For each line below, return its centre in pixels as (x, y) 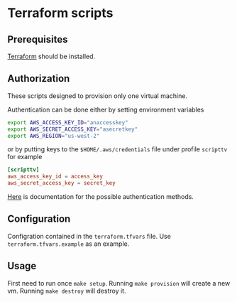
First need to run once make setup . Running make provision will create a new (119, 283)
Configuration (39, 219)
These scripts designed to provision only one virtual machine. (98, 96)
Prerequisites (38, 39)
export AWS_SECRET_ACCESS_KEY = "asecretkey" (73, 129)
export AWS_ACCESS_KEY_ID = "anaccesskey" (68, 122)
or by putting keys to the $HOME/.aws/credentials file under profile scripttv (117, 149)
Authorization (39, 79)
